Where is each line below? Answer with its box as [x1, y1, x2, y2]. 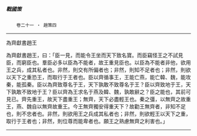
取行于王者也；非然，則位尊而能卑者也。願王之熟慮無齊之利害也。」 [6, 117, 168, 124]
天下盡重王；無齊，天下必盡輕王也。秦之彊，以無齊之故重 [52, 96, 191, 103]
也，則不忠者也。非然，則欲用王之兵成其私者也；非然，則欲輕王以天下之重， [6, 110, 191, 117]
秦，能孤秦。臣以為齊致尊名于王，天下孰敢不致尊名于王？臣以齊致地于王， [6, 81, 186, 88]
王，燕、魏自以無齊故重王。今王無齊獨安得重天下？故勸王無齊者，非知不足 [6, 103, 186, 110]
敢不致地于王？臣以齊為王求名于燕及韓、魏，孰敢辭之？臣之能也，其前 [16, 88, 186, 95]
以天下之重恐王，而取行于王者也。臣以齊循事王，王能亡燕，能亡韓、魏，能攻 [6, 73, 191, 80]
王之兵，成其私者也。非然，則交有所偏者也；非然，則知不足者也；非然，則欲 [6, 66, 191, 73]
